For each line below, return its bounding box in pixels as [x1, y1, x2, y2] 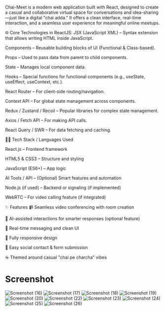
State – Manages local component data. [5, 64, 86, 70]
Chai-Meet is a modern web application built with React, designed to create [5, 4, 159, 10]
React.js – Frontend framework [5, 146, 68, 152]
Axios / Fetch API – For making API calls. [5, 118, 87, 123]
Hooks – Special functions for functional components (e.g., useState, [5, 74, 145, 79]
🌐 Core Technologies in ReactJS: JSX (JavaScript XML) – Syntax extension [5, 30, 158, 35]
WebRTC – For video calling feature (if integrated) [5, 194, 106, 200]
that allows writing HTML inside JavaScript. [5, 35, 94, 41]
